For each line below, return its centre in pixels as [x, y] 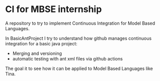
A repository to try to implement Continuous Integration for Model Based [80, 23]
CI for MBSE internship [54, 9]
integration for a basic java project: [41, 43]
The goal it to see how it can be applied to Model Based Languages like [79, 68]
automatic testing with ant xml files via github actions [68, 58]
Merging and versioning [37, 53]
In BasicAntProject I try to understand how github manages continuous [78, 38]
